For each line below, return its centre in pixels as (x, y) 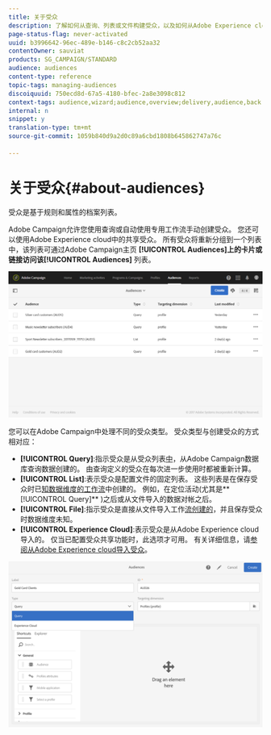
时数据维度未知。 (48, 519)
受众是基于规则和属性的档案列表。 (65, 212)
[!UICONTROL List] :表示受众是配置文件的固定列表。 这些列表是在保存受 (139, 478)
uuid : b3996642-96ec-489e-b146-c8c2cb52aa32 (84, 43)
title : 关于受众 (33, 17)
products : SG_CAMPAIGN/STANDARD (63, 60)
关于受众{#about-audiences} (107, 188)
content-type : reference (50, 77)
